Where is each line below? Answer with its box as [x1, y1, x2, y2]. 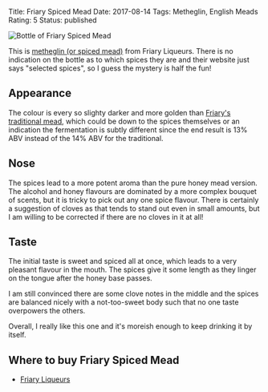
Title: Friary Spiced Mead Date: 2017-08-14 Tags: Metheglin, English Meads [8, 7, 258, 16]
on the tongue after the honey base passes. [8, 273, 152, 283]
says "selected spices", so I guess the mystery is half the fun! [8, 63, 212, 73]
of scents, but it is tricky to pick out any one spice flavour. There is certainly [8, 195, 259, 204]
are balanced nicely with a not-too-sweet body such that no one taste [8, 297, 239, 307]
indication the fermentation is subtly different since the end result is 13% [8, 124, 248, 135]
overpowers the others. [8, 306, 86, 316]
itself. [8, 330, 26, 340]
